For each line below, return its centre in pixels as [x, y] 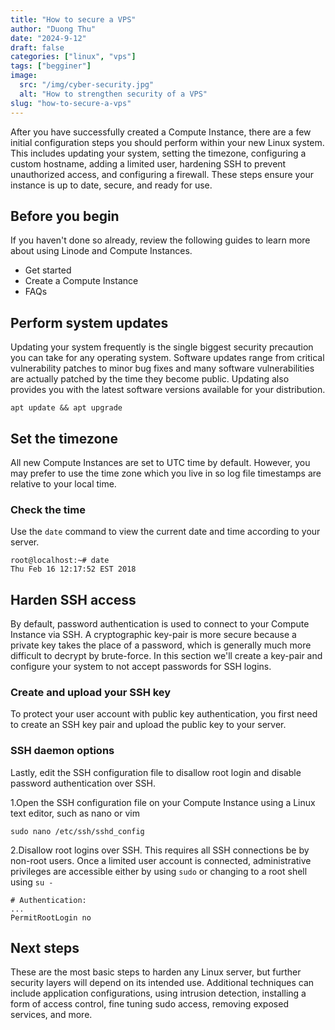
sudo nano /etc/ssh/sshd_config [77, 831]
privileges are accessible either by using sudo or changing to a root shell [159, 871]
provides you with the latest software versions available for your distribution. [168, 390]
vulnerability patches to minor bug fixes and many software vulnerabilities [162, 368]
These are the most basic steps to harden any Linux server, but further [156, 972]
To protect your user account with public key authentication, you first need [164, 714]
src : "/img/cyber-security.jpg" [87, 85]
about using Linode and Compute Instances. [101, 251]
